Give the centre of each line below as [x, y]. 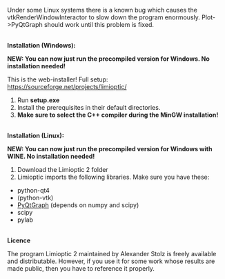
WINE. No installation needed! [51, 156]
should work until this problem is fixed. [99, 25]
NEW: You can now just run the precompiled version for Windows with [110, 149]
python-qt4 [33, 190]
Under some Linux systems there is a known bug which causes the [102, 10]
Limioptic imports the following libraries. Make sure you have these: [113, 177]
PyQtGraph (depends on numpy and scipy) [78, 205]
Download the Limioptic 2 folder [62, 170]
